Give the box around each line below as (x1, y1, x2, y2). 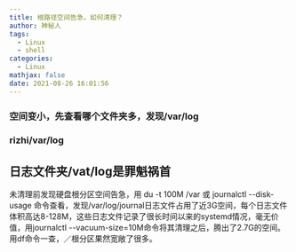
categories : (9, 54, 53, 63)
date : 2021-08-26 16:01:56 (9, 79, 109, 88)
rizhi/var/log (9, 134, 64, 146)
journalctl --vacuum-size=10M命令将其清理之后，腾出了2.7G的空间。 (32, 223, 286, 233)
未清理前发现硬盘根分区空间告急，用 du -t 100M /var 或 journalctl (9, 189, 247, 200)
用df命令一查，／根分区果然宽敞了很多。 (9, 233, 157, 244)
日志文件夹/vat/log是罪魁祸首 (9, 163, 172, 178)
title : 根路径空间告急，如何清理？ (9, 12, 124, 22)
